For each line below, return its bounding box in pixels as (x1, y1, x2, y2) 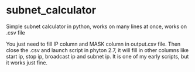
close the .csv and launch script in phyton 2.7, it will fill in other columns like (6, 46, 189, 53)
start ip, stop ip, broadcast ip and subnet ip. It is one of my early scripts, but (6, 53, 189, 60)
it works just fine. (6, 59, 48, 66)
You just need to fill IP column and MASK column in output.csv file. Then (6, 40, 181, 47)
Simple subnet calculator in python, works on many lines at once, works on (6, 23, 187, 30)
